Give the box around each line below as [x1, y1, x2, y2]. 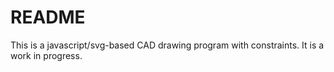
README [10, 6, 86, 29]
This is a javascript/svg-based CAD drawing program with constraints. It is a [10, 39, 325, 51]
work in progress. [10, 49, 83, 61]
